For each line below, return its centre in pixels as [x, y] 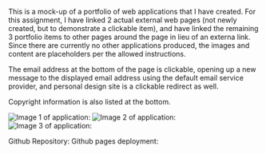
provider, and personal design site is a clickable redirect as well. [113, 86]
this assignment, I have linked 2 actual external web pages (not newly [123, 20]
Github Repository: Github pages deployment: [83, 141]
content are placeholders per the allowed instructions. [97, 54]
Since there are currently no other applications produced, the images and [129, 45]
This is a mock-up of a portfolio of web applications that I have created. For [132, 12]
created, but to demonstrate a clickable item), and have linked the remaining [133, 28]
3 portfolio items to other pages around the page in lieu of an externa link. [129, 37]
